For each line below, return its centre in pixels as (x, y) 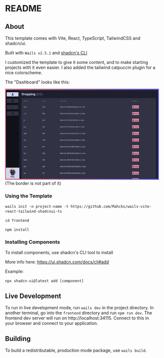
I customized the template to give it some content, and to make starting (77, 62)
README (23, 9)
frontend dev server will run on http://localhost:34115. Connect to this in (77, 318)
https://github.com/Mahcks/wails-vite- (111, 207)
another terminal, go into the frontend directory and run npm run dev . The (79, 313)
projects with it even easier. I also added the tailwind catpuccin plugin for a (80, 67)
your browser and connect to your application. (52, 323)
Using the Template (29, 196)
